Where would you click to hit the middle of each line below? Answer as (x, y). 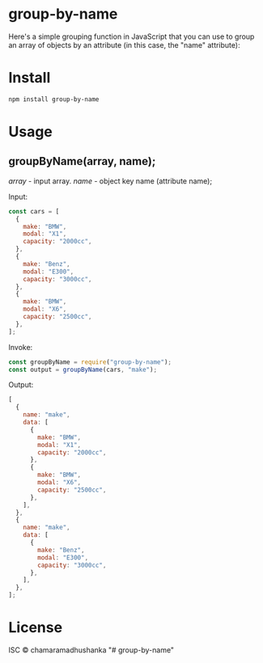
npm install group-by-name (54, 99)
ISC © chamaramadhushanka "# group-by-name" (91, 650)
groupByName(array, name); (82, 161)
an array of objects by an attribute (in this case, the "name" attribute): (124, 44)
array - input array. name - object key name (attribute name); (110, 181)
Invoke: (21, 347)
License (36, 628)
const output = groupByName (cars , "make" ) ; (83, 370)
